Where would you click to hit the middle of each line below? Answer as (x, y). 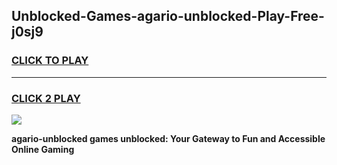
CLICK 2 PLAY (46, 98)
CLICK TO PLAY (50, 61)
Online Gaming (43, 149)
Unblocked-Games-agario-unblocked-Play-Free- (168, 16)
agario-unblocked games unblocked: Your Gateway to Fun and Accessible (168, 138)
